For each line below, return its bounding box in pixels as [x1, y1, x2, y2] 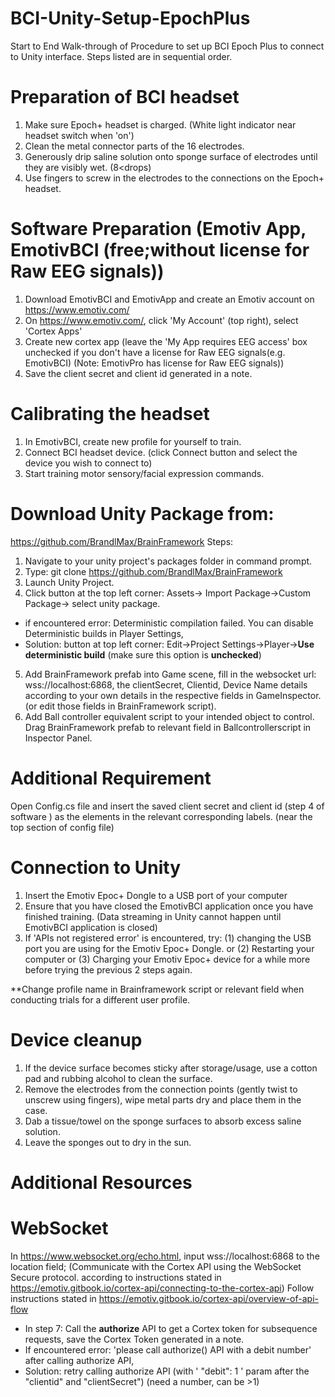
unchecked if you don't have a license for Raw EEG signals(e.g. [24, 346, 286, 358]
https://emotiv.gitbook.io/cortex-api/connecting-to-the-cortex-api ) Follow [10, 1282, 315, 1294]
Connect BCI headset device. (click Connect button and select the [24, 446, 298, 458]
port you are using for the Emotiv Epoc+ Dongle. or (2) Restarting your [24, 942, 315, 954]
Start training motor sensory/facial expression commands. [24, 467, 265, 479]
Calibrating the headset [10, 403, 210, 425]
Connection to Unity [10, 856, 182, 879]
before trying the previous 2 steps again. [24, 963, 193, 976]
